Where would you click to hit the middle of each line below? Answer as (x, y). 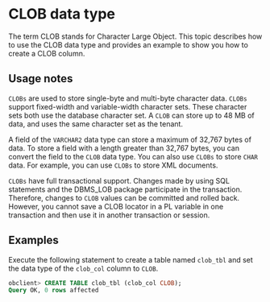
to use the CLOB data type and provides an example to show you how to (128, 44)
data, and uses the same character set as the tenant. (96, 124)
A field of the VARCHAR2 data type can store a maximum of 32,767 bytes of (130, 139)
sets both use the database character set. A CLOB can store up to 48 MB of (132, 115)
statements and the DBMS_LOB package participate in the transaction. (125, 189)
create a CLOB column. (47, 53)
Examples (33, 240)
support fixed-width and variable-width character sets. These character (128, 106)
